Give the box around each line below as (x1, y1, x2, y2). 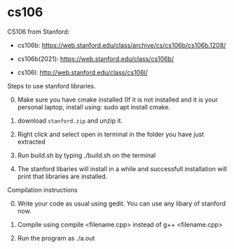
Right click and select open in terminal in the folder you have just (17, 130, 205, 138)
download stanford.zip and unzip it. (17, 116, 123, 125)
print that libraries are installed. (17, 172, 108, 180)
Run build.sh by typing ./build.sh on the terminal (17, 151, 156, 159)
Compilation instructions (7, 185, 78, 194)
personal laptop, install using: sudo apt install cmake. (17, 102, 170, 111)
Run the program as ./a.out (17, 234, 95, 242)
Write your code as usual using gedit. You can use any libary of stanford (17, 199, 226, 208)
